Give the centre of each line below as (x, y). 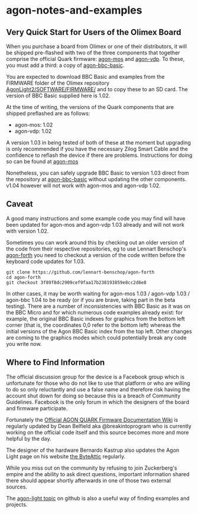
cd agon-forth (24, 277)
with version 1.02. (27, 231)
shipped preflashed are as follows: (48, 113)
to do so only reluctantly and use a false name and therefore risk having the (98, 389)
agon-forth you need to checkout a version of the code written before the (95, 255)
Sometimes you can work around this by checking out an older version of (95, 242)
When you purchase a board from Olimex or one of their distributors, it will (97, 46)
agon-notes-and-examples (74, 10)
